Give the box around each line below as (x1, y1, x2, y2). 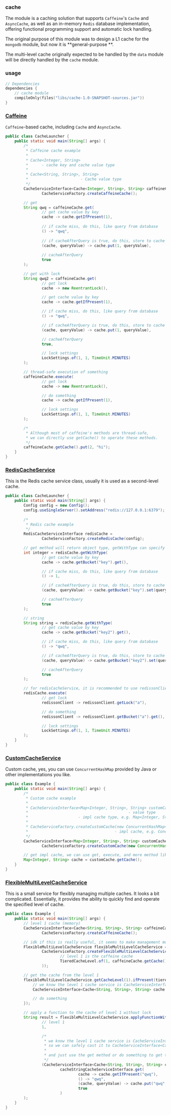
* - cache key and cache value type (25, 162, 115, 167)
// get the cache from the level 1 (23, 972, 99, 978)
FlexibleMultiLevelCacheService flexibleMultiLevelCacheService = (23, 944, 167, 950)
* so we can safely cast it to (44, 1043, 110, 1048)
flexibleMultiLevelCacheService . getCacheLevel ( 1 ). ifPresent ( (23, 977, 156, 982)
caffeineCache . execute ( (23, 374, 74, 379)
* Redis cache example (25, 522, 74, 527)
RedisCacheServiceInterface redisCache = (23, 531, 113, 537)
